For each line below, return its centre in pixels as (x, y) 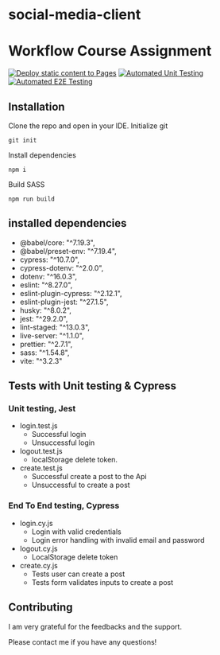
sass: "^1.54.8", (44, 353)
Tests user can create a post (78, 574)
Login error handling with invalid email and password (118, 540)
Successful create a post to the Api (89, 477)
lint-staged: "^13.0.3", (54, 327)
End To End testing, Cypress (64, 505)
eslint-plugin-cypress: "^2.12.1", (71, 293)
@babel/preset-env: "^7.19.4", (68, 251)
